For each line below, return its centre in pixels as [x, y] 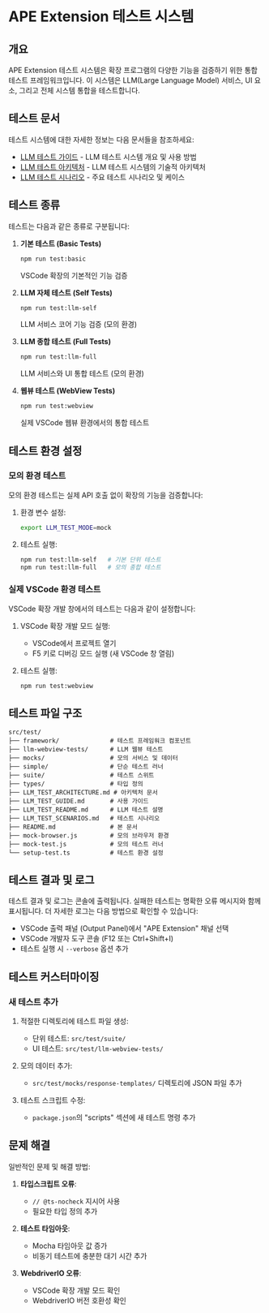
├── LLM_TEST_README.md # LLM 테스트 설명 [86, 810]
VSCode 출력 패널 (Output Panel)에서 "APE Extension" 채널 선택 [124, 928]
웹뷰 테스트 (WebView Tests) [68, 391]
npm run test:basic [53, 259]
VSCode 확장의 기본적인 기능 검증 [74, 275]
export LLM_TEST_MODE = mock [66, 527]
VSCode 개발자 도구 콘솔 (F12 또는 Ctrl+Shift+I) [97, 939]
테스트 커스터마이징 [54, 977]
